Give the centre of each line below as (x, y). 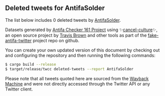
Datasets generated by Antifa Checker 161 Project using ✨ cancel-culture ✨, (82, 30)
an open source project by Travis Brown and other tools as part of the (76, 35)
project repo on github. (56, 40)
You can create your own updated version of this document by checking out (82, 50)
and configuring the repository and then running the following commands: (80, 55)
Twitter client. (19, 89)
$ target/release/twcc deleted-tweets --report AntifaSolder (69, 69)
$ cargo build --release (31, 64)
